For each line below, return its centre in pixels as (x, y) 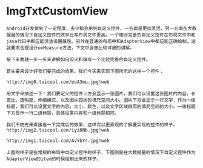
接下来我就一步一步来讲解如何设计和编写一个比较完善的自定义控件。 (78, 59)
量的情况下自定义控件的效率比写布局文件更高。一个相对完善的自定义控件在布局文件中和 (103, 35)
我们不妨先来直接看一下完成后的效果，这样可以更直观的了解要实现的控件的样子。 (92, 125)
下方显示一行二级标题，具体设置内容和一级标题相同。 (63, 113)
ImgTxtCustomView (57, 11)
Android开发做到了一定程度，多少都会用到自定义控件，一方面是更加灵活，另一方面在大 (99, 29)
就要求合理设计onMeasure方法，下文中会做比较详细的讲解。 (70, 48)
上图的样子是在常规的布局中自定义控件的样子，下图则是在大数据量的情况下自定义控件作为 (101, 152)
